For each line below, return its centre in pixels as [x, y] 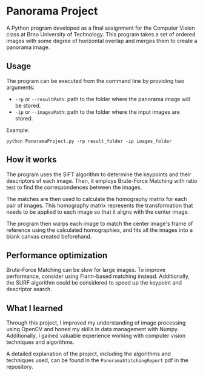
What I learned [35, 308]
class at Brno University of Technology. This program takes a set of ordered [101, 34]
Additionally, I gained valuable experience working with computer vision [96, 336]
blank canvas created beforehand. [49, 236]
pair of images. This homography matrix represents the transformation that [100, 205]
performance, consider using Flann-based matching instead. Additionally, [98, 276]
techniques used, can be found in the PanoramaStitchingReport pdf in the [98, 360]
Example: [18, 130]
